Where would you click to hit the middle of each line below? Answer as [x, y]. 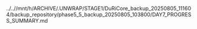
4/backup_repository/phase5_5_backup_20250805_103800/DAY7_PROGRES [99, 14]
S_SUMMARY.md [27, 21]
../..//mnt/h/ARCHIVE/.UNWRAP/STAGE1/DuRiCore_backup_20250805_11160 [98, 8]
